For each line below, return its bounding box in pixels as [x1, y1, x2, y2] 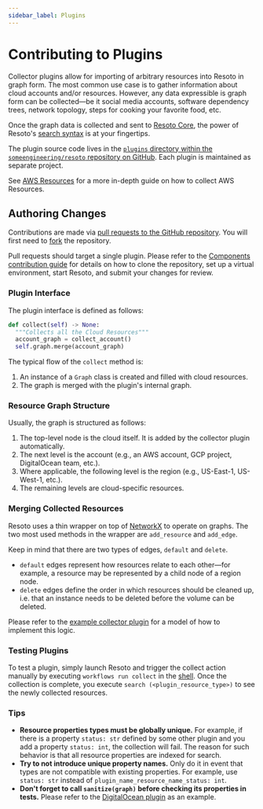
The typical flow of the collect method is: [8, 357, 144, 367]
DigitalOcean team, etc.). [19, 458, 100, 468]
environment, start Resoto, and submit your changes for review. [8, 268, 214, 278]
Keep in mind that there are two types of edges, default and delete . [8, 545, 228, 554]
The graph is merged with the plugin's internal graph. [19, 381, 192, 390]
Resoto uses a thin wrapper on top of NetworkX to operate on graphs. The [8, 521, 249, 530]
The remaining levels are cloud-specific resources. [19, 483, 184, 493]
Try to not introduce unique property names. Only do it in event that [19, 759, 243, 768]
